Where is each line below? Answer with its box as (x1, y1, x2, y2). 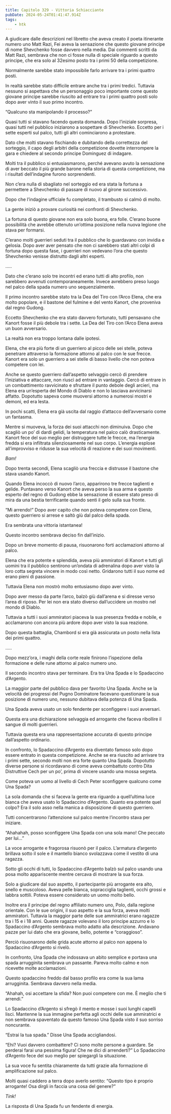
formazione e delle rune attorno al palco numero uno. (5, 660, 117, 666)
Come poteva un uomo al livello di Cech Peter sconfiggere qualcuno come (5, 778, 162, 784)
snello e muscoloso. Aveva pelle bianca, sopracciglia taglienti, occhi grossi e (5, 887, 166, 893)
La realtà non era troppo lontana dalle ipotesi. (5, 335, 101, 341)
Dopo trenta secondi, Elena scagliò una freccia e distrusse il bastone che (5, 466, 159, 472)
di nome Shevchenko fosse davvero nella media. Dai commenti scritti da (5, 47, 157, 53)
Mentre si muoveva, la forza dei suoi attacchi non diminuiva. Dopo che (5, 424, 153, 430)
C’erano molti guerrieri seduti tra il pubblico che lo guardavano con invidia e (5, 237, 165, 243)
